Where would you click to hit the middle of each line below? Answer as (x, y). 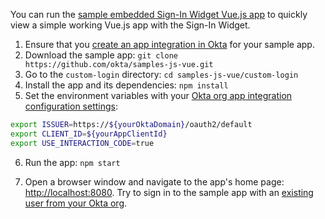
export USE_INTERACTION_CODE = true (82, 143)
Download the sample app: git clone (101, 55)
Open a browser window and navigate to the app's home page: (154, 181)
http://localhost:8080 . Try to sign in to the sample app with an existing (169, 192)
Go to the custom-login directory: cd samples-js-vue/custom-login (161, 74)
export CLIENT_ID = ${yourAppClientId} (89, 134)
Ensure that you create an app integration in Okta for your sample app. (169, 44)
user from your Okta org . (76, 203)
